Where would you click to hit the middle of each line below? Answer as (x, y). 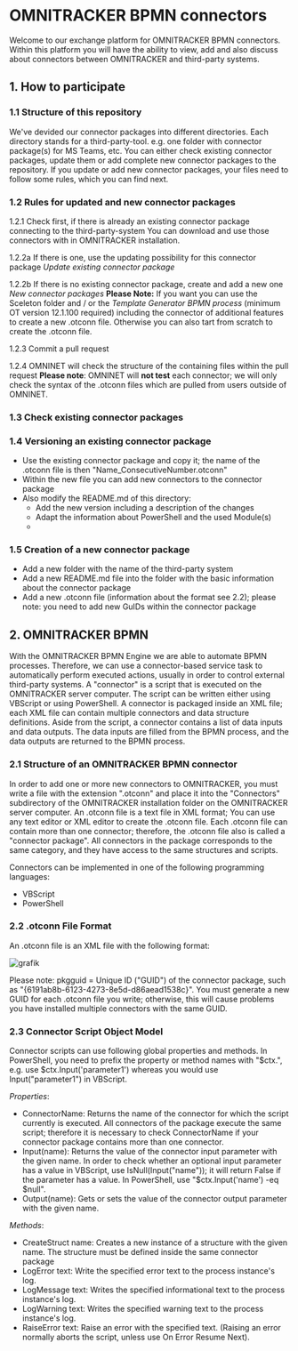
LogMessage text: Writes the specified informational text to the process (153, 1290)
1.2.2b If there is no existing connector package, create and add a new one (146, 284)
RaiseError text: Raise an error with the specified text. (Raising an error (152, 1328)
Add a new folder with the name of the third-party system (128, 569)
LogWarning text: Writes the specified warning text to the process (143, 1309)
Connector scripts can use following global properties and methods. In (138, 1051)
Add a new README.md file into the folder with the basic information (148, 578)
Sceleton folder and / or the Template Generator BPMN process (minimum (145, 302)
